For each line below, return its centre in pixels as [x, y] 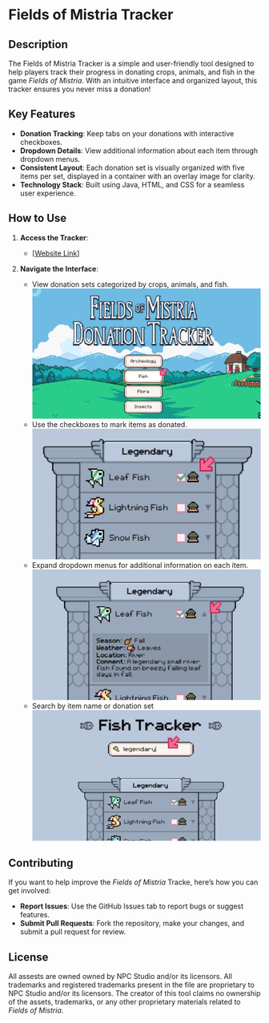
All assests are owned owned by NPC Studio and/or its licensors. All [120, 977]
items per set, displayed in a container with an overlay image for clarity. [137, 176]
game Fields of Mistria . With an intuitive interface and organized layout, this [133, 81]
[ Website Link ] [56, 253]
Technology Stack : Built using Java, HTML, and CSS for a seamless [132, 184]
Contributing [41, 863]
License [28, 957]
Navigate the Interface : [59, 268]
